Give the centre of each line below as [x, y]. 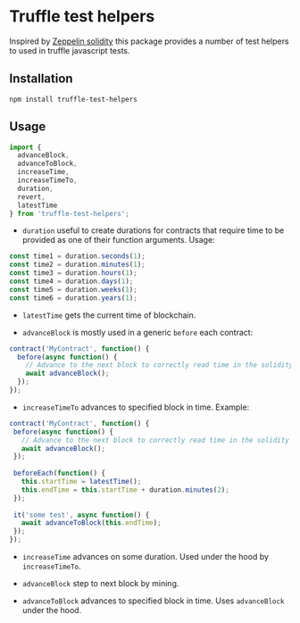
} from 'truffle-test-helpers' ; [69, 213]
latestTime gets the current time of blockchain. [109, 315]
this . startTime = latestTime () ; [81, 482]
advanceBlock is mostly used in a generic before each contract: [137, 332]
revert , [32, 197]
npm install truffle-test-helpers [74, 99]
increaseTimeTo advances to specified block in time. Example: [136, 407]
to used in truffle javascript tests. [70, 50]
